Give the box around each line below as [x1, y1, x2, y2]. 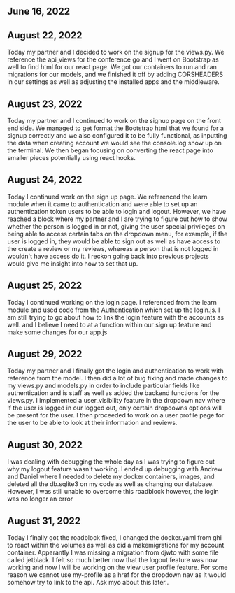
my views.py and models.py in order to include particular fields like [7, 381, 200, 390]
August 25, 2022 [7, 280, 83, 292]
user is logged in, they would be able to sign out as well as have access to [7, 237, 221, 245]
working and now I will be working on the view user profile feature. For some [7, 563, 229, 572]
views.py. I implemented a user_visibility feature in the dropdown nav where [7, 396, 225, 405]
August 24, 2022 [7, 174, 83, 186]
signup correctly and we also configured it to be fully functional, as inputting [7, 131, 227, 140]
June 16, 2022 [7, 6, 71, 17]
